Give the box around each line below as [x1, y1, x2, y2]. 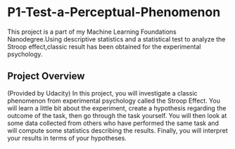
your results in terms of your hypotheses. [7, 134, 127, 142]
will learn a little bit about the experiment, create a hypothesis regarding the [7, 103, 227, 112]
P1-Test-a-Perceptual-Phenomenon [7, 4, 221, 20]
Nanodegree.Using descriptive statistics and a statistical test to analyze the [7, 34, 226, 43]
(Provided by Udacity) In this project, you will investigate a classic [7, 89, 198, 97]
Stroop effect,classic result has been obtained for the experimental [7, 42, 201, 51]
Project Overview [7, 70, 85, 82]
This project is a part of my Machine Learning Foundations [7, 27, 177, 36]
